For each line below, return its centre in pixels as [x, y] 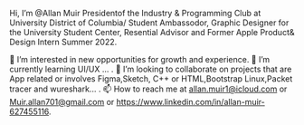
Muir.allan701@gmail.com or [62, 102]
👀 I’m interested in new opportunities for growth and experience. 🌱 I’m [140, 59]
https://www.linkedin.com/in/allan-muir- [190, 102]
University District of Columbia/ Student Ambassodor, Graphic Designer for [149, 23]
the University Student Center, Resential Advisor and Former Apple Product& [152, 32]
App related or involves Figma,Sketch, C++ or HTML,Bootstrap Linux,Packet [151, 79]
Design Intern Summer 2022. [63, 42]
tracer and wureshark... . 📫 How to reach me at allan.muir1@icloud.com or [148, 89]
